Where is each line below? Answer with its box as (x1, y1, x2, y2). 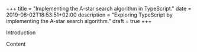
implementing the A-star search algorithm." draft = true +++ (6, 18, 152, 24)
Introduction (6, 29, 36, 36)
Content (6, 41, 26, 47)
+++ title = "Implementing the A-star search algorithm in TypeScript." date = (6, 5, 192, 12)
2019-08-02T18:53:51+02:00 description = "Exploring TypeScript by (6, 11, 173, 18)
